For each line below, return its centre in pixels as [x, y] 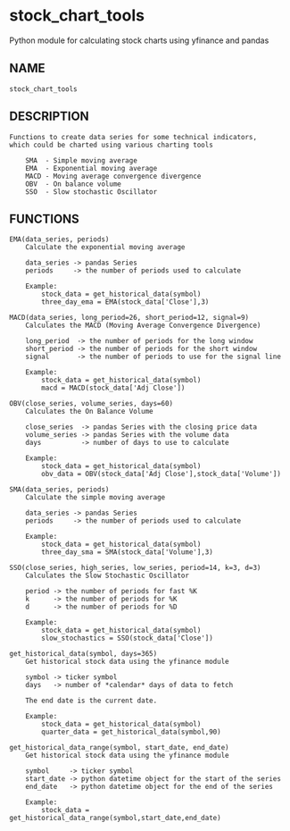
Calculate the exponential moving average [105, 248]
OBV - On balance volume [74, 184]
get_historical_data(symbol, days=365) [83, 654]
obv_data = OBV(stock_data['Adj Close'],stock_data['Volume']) [161, 474]
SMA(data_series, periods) [59, 490]
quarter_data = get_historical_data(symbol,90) [131, 732]
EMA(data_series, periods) [59, 239]
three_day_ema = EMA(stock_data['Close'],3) [125, 302]
